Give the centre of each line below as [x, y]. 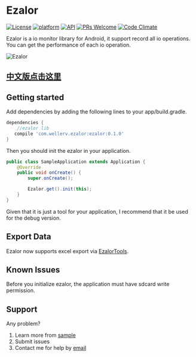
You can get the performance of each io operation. [69, 45]
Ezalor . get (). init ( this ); [60, 189]
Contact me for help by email [50, 348]
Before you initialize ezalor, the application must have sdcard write [88, 284]
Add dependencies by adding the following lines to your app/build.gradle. [97, 112]
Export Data [29, 237]
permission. [21, 291]
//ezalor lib [33, 128]
